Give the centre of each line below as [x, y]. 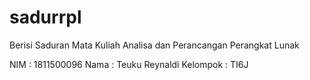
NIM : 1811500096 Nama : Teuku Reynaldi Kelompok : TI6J [129, 64]
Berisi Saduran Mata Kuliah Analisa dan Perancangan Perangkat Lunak [154, 45]
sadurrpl [45, 17]
